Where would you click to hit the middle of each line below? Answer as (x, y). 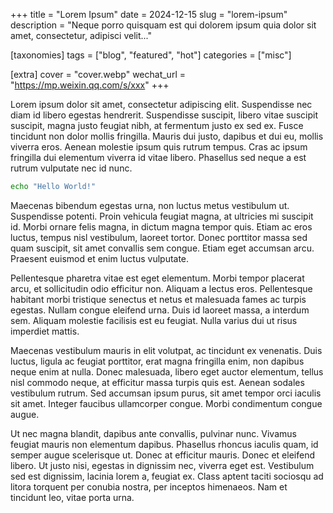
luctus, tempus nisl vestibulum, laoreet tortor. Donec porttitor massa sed (159, 237)
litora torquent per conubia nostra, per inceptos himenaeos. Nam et (149, 486)
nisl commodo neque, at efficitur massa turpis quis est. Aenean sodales (157, 382)
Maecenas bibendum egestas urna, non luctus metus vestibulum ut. (150, 205)
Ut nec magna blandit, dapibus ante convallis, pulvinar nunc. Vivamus (153, 433)
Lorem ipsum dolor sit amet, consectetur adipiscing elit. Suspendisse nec (161, 104)
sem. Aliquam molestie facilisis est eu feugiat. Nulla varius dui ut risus (154, 320)
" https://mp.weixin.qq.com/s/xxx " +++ (90, 85)
